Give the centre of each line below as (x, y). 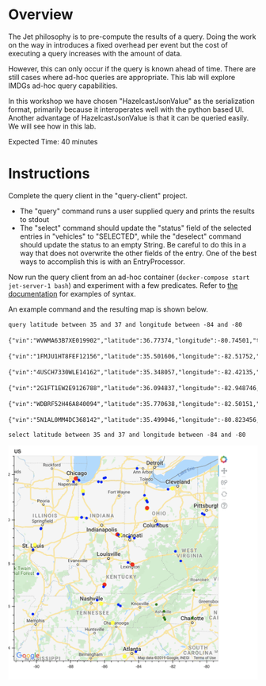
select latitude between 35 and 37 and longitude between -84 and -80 (127, 435)
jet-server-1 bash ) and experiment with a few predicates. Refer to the (123, 285)
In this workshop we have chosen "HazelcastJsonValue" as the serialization (131, 101)
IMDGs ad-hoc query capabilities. (63, 86)
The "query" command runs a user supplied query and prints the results (137, 211)
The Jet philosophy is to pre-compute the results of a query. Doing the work (132, 36)
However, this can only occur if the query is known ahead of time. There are (132, 68)
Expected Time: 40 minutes (53, 141)
